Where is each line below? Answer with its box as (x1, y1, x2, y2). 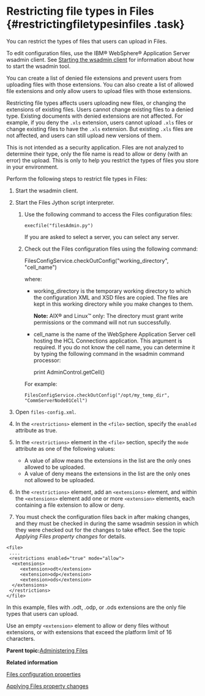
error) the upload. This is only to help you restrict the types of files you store (6, 156, 199, 164)
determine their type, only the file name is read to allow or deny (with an (6, 150, 188, 157)
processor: (33, 357, 61, 364)
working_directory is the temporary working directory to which (33, 287, 192, 295)
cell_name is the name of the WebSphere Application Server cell (33, 330, 196, 338)
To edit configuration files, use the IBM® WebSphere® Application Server (6, 49, 190, 56)
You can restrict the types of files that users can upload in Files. (6, 37, 167, 45)
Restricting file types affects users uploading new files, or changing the (6, 99, 187, 107)
